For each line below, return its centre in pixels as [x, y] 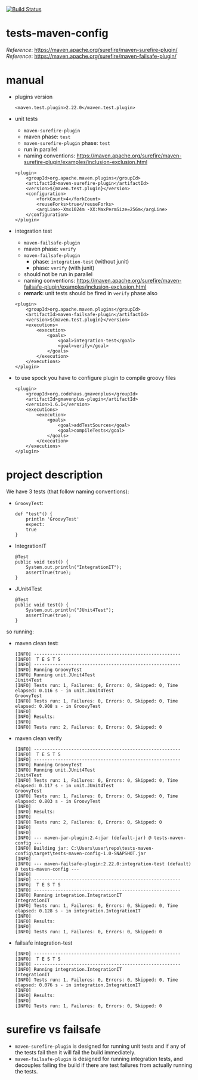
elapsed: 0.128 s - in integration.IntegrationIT [78, 911]
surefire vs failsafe [54, 1029]
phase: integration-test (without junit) [81, 261]
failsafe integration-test [44, 943]
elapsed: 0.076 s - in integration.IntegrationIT [78, 985]
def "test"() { [34, 514]
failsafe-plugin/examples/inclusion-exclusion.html [85, 287]
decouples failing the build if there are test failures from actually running [103, 1065]
